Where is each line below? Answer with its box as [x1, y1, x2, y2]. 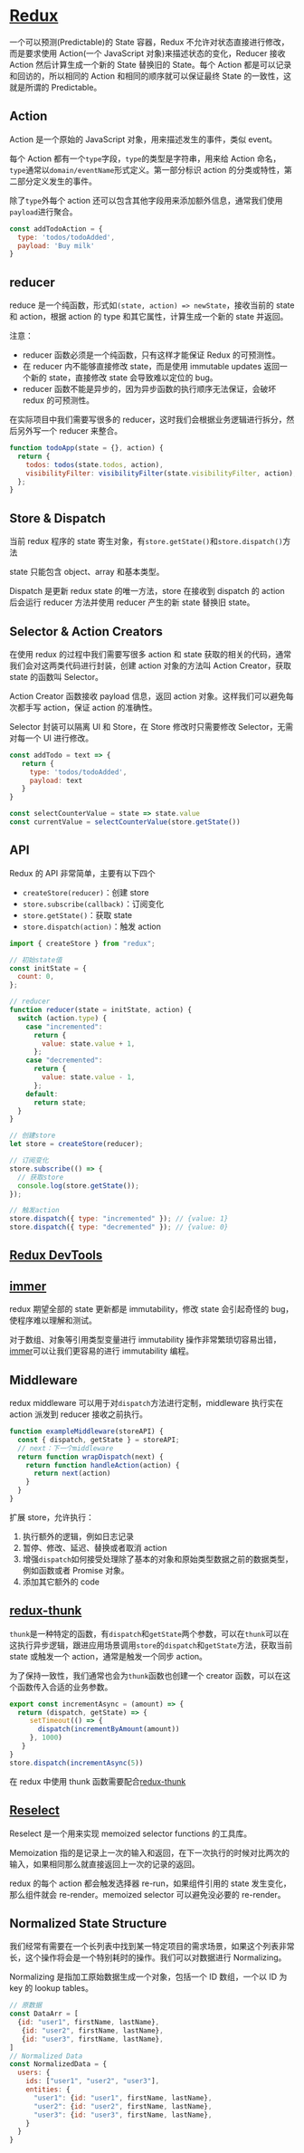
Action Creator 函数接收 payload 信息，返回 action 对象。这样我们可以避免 [9, 690, 287, 702]
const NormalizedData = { [9, 2060, 107, 2069]
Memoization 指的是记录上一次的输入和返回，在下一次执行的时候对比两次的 [9, 1847, 290, 1858]
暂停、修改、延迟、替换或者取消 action [22, 1542, 167, 1553]
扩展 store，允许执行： [9, 1511, 95, 1522]
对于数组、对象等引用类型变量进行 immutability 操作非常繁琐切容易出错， [9, 1335, 282, 1345]
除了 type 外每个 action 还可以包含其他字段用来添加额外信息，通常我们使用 [9, 195, 283, 206]
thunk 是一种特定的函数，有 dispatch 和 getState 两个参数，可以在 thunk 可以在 [9, 1628, 290, 1639]
